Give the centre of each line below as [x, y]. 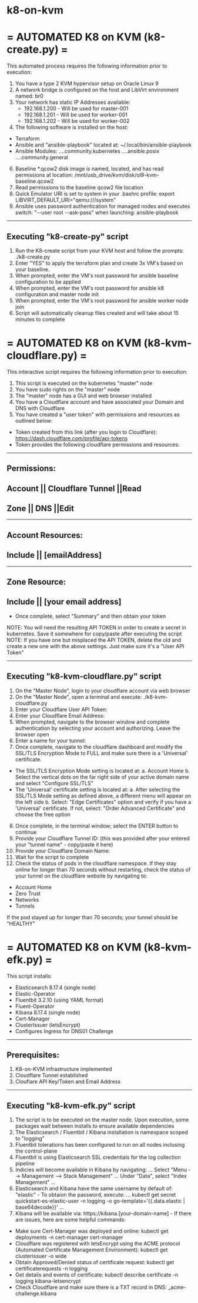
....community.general [41, 158]
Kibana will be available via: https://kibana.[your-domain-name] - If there [103, 1214]
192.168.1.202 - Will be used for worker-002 [77, 121]
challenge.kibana [36, 1294]
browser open [32, 734]
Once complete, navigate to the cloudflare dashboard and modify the [99, 746]
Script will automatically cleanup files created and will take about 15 [97, 313]
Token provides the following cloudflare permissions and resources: [97, 444]
